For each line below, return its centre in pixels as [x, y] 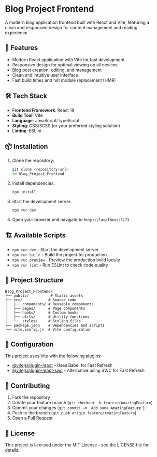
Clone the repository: [33, 160]
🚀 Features [21, 48]
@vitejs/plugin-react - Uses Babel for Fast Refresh [62, 365]
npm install [24, 192]
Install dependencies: [33, 183]
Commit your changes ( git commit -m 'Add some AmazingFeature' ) [78, 408]
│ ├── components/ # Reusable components [50, 304]
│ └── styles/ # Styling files [43, 321]
